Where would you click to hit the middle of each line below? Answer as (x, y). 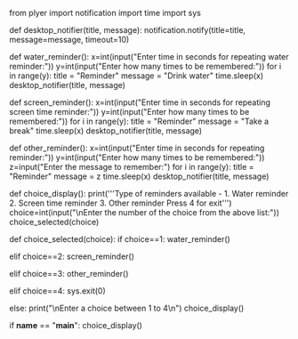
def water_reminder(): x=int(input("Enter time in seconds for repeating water (149, 56)
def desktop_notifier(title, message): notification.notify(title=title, (128, 30)
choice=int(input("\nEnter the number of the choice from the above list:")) (145, 212)
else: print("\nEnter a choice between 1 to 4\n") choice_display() (127, 308)
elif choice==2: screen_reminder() (72, 256)
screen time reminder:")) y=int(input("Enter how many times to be (129, 112)
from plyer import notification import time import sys (105, 13)
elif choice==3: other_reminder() (69, 274)
